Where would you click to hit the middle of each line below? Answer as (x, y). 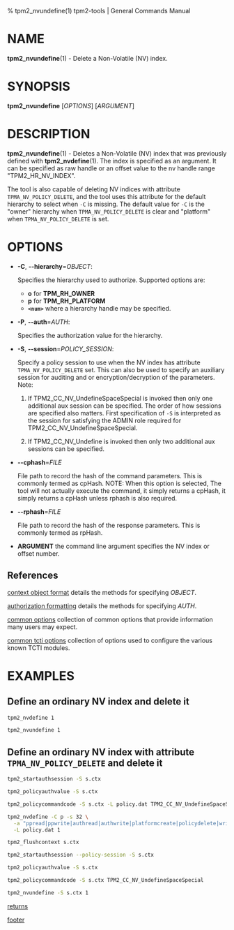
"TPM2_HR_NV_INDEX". (41, 175)
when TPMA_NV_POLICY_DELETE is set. (58, 219)
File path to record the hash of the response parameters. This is (109, 525)
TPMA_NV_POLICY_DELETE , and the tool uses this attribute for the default (107, 196)
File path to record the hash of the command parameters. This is (110, 475)
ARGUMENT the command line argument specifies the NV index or (114, 546)
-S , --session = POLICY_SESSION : (65, 348)
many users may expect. (42, 627)
